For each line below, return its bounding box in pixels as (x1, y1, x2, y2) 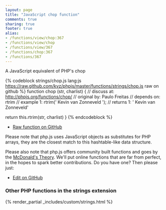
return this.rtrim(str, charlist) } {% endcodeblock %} (5, 114, 113, 120)
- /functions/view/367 (5, 45, 53, 50)
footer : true (5, 26, 33, 31)
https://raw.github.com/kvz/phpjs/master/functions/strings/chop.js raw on (5, 83, 159, 89)
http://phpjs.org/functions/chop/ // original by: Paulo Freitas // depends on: (5, 94, 160, 100)
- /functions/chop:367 (5, 49, 53, 54)
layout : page (5, 7, 33, 13)
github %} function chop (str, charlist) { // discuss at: (5, 89, 115, 95)
